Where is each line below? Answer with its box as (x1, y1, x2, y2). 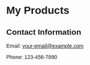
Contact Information (6, 27, 82, 36)
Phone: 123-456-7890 (6, 54, 58, 60)
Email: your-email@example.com (6, 43, 84, 49)
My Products (6, 4, 70, 17)
